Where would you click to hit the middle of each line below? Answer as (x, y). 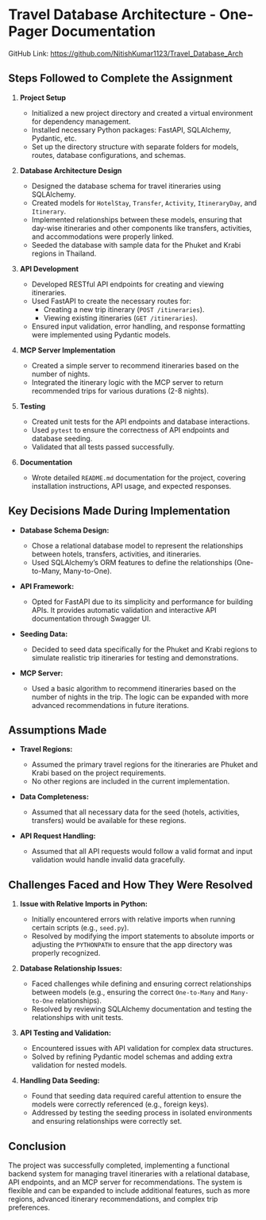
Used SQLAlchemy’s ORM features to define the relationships (132, 562)
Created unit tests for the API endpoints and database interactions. (141, 421)
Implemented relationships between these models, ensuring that (137, 219)
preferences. (29, 1207)
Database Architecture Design (71, 170)
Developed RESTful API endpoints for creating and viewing (128, 284)
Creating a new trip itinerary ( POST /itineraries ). (124, 309)
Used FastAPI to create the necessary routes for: (112, 301)
